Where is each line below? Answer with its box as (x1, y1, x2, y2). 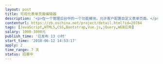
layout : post (5, 7, 32, 12)
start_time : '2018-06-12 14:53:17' (5, 38, 77, 43)
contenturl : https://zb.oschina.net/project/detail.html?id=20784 (5, 20, 142, 26)
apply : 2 (5, 43, 23, 48)
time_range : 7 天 (5, 47, 40, 52)
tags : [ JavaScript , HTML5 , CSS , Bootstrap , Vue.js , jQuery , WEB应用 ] (5, 25, 134, 30)
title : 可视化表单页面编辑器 (5, 12, 57, 16)
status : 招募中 (5, 51, 33, 57)
